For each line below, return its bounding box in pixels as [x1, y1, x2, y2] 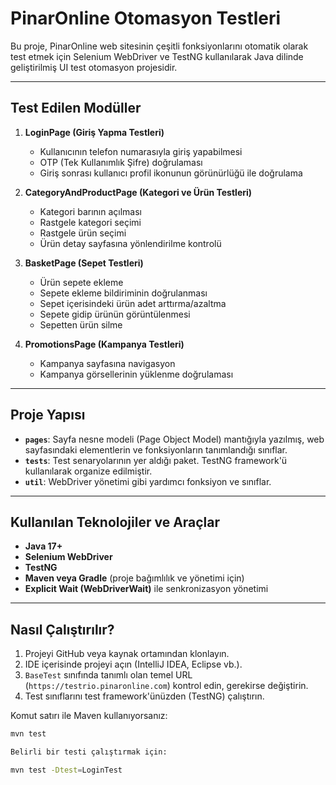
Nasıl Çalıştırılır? [10, 621, 115, 638]
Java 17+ [24, 540, 63, 552]
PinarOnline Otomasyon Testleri [10, 7, 282, 30]
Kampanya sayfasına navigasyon [39, 357, 176, 369]
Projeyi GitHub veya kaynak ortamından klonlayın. [24, 648, 230, 660]
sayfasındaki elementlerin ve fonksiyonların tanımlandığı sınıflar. [24, 443, 288, 456]
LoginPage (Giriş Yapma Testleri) [24, 126, 165, 138]
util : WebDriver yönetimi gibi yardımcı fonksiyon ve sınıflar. [24, 475, 272, 487]
